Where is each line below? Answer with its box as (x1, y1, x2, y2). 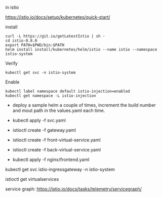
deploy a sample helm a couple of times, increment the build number (12, 102, 156, 108)
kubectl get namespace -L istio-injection (5, 93, 96, 98)
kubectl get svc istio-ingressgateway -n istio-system (5, 167, 115, 172)
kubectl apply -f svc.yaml (12, 117, 66, 123)
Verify (5, 60, 18, 66)
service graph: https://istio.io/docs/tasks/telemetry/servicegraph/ (5, 186, 142, 192)
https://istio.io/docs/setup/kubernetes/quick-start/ (5, 14, 110, 20)
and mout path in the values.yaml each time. (12, 107, 105, 113)
